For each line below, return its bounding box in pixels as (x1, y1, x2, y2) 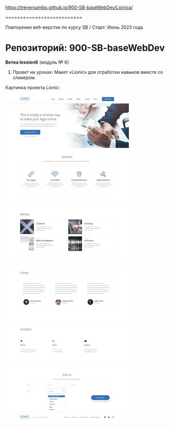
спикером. (12, 74, 36, 80)
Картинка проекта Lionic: (5, 84, 60, 90)
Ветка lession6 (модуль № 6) (5, 59, 69, 65)
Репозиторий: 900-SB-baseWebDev (5, 42, 165, 54)
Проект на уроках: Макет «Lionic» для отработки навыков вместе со (12, 69, 163, 75)
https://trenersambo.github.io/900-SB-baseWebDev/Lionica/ (5, 5, 133, 10)
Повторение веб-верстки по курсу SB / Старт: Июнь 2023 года (5, 24, 143, 30)
